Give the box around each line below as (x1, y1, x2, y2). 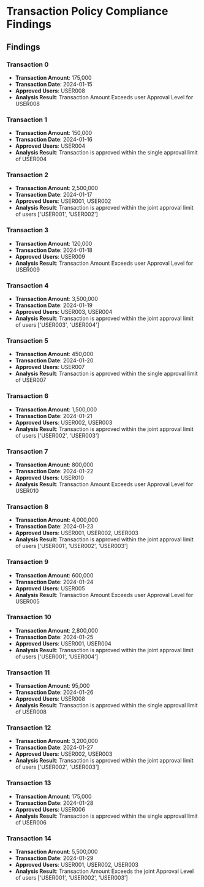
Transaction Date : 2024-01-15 (15, 80, 93, 88)
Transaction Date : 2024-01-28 (15, 799, 94, 807)
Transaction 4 (6, 281, 49, 289)
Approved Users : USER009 (15, 253, 86, 260)
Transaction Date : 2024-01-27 (15, 744, 94, 752)
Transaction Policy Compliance (6, 4, 168, 18)
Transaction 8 (6, 502, 49, 511)
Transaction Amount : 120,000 (15, 240, 93, 247)
